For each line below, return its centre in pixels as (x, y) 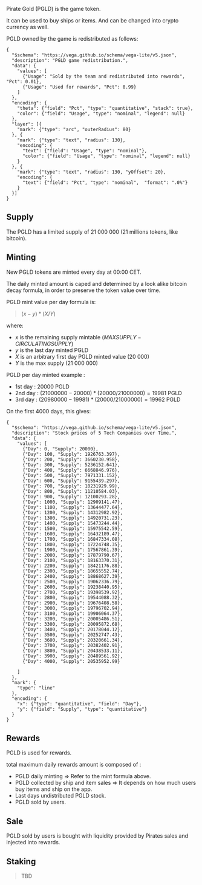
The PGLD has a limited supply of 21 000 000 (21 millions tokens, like (92, 232)
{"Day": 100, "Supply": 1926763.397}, (71, 454)
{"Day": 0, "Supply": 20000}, (60, 449)
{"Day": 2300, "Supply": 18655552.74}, (72, 571)
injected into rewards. (33, 843)
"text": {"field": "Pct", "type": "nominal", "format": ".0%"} (105, 183)
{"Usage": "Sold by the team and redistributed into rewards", (104, 76)
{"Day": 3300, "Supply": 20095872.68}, (72, 624)
